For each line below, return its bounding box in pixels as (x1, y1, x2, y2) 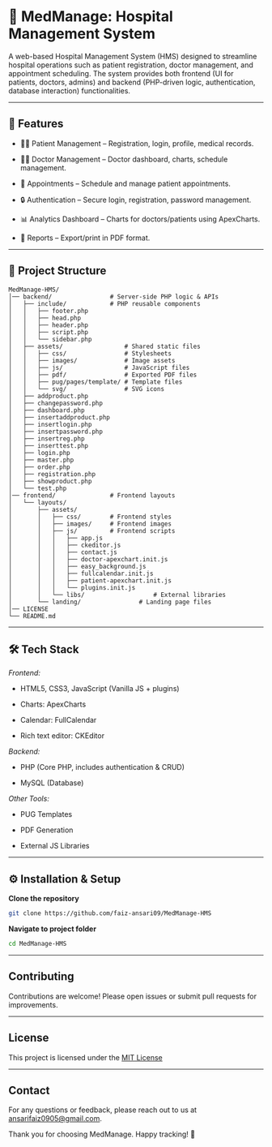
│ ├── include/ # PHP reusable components (8, 299, 201, 307)
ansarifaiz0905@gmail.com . (8, 1114, 103, 1123)
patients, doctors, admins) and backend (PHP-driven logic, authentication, (8, 77, 256, 87)
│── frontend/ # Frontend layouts (8, 491, 176, 500)
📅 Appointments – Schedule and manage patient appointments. (19, 178, 231, 188)
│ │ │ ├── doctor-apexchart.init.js (8, 555, 168, 563)
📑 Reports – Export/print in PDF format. (19, 233, 151, 243)
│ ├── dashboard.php (8, 406, 85, 415)
